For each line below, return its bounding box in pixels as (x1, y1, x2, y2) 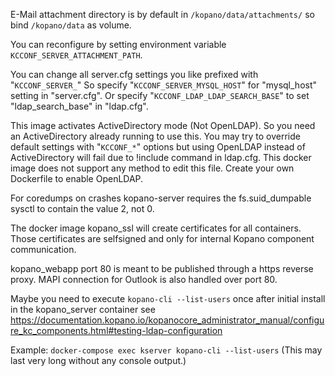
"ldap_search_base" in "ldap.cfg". (10, 100, 149, 112)
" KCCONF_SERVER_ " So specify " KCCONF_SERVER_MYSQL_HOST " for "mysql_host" (10, 79, 318, 91)
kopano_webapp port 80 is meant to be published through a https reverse (10, 263, 314, 274)
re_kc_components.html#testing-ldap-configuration (10, 325, 223, 336)
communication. (10, 244, 77, 255)
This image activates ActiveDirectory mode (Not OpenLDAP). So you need (10, 120, 316, 131)
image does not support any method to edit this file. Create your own (10, 162, 295, 174)
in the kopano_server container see (10, 304, 156, 315)
